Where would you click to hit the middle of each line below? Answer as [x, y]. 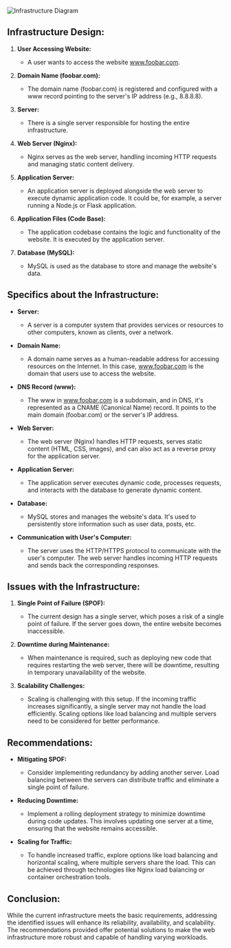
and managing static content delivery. [81, 164]
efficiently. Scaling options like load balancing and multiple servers [122, 714]
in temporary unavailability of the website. [87, 672]
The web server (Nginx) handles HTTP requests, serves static [115, 441]
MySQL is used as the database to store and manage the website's [122, 266]
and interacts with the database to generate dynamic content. [115, 490]
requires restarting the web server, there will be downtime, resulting [123, 665]
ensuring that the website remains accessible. [92, 828]
